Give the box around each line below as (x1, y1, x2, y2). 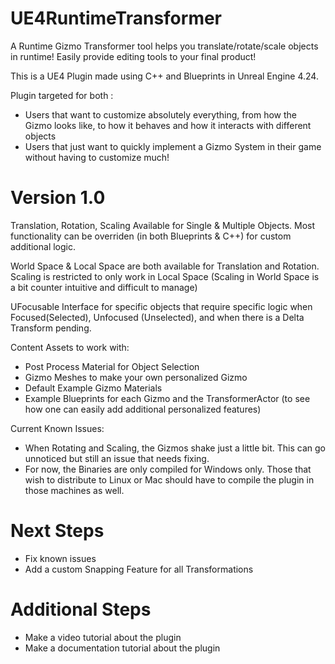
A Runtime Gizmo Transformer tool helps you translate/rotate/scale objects (10, 40, 319, 52)
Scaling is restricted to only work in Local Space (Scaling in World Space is (10, 270, 320, 282)
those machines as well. (24, 484, 125, 496)
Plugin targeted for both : (10, 89, 114, 101)
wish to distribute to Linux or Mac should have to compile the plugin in (24, 473, 315, 486)
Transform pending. (10, 322, 92, 334)
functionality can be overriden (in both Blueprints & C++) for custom (10, 230, 292, 242)
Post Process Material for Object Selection (24, 360, 200, 372)
